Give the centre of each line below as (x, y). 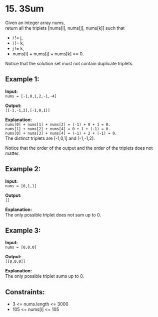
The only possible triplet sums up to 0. (44, 276)
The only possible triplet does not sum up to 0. (53, 215)
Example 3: (23, 230)
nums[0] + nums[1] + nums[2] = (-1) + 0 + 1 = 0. (58, 124)
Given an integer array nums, (35, 23)
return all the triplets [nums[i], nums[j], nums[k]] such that (65, 28)
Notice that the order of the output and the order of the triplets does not (79, 148)
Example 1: (22, 79)
